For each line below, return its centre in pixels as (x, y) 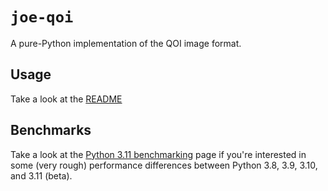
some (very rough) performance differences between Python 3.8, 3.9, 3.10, (164, 165)
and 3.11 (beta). (41, 175)
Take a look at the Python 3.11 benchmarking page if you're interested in (158, 154)
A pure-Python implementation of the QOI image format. (126, 43)
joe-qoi (42, 17)
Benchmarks (51, 130)
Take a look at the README (66, 99)
